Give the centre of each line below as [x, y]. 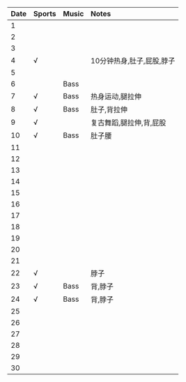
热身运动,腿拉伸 [116, 97]
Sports [45, 14]
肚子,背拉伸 [109, 109]
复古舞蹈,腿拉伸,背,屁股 [128, 123]
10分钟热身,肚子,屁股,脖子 [133, 61]
